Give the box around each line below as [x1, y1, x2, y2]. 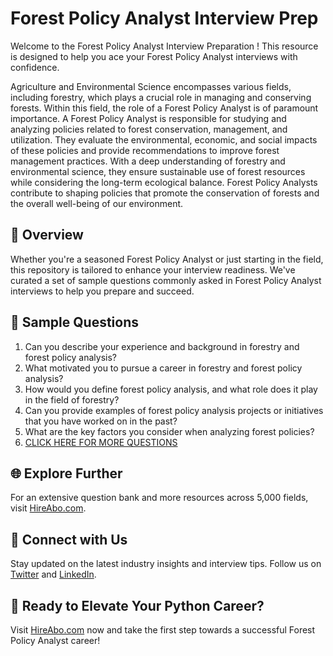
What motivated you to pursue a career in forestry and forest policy [24, 362, 303, 374]
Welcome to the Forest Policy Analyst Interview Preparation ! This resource [10, 40, 319, 52]
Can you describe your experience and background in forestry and [24, 340, 300, 352]
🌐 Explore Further [10, 465, 123, 482]
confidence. [10, 61, 60, 73]
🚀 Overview [10, 227, 84, 244]
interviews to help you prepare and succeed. [10, 285, 195, 297]
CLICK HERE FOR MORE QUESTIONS [24, 436, 178, 448]
